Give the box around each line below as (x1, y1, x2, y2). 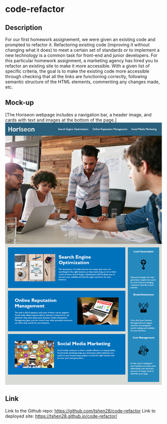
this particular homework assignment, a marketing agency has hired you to (5, 58, 159, 63)
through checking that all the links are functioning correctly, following (5, 74, 148, 79)
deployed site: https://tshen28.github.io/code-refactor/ (5, 413, 118, 419)
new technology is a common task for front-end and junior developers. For (5, 52, 158, 58)
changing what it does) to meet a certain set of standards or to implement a (5, 47, 160, 53)
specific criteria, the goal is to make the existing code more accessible (5, 68, 150, 74)
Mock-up (5, 99, 34, 107)
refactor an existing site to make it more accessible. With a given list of (5, 63, 150, 69)
